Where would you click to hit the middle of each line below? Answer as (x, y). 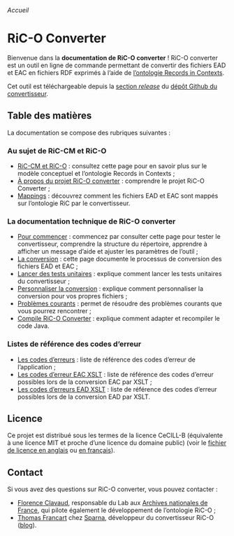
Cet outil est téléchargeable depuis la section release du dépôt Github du (112, 86)
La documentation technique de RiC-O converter (92, 221)
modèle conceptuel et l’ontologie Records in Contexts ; (96, 174)
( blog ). (27, 525)
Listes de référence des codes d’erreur (74, 344)
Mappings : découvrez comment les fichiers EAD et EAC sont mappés (118, 196)
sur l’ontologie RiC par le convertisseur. (74, 203)
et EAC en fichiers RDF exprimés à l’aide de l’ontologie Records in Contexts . (116, 72)
